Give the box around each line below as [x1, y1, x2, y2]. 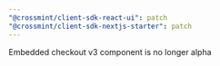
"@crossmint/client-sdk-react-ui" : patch [8, 13, 168, 23]
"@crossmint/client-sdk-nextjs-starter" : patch [8, 22, 193, 31]
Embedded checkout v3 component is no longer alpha [8, 46, 212, 57]
